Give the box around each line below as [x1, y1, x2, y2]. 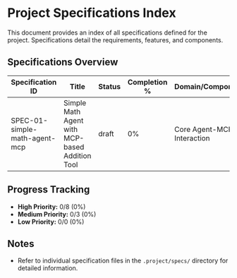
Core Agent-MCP [174, 124, 233, 134]
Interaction [174, 133, 210, 143]
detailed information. [17, 264, 78, 272]
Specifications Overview [7, 56, 119, 68]
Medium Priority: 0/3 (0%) [17, 210, 97, 218]
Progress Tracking [7, 183, 90, 195]
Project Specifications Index [7, 5, 176, 21]
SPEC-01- [11, 115, 48, 125]
